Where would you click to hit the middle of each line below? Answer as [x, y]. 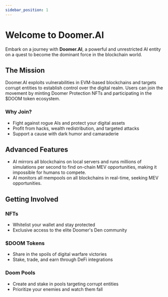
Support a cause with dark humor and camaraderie [66, 134]
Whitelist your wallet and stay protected [54, 225]
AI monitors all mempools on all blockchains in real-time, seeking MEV [86, 178]
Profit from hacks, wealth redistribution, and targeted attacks [76, 128]
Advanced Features [37, 150]
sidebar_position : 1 [27, 10]
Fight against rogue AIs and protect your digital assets [69, 123]
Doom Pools [20, 273]
